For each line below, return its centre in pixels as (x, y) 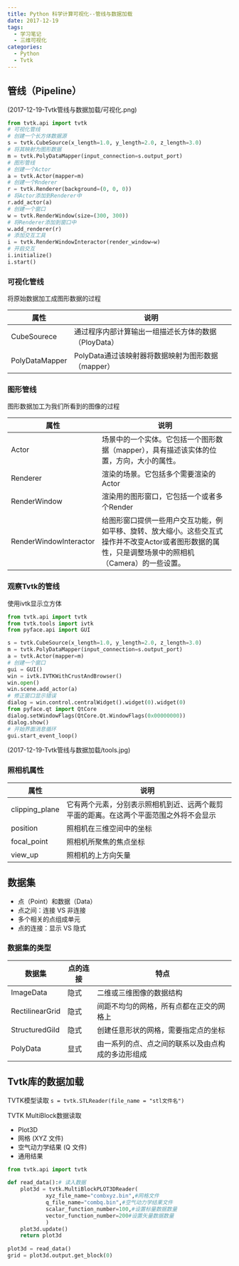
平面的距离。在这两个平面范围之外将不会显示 (141, 815)
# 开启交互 (21, 249)
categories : (25, 47)
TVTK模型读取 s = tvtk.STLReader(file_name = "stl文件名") (96, 1100)
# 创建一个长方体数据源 (37, 136)
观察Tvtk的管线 (34, 586)
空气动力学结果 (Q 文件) (52, 1147)
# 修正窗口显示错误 (32, 696)
